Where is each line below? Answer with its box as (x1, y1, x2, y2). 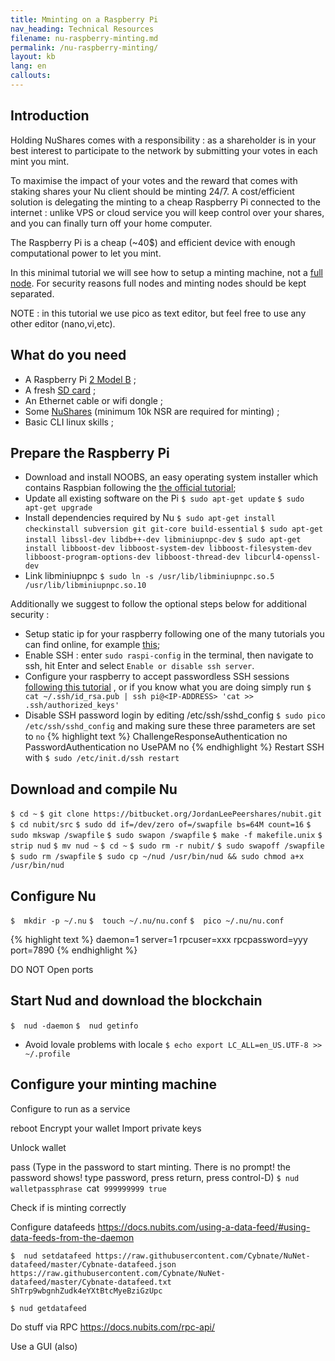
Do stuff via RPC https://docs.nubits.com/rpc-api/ (10, 1321, 215, 1333)
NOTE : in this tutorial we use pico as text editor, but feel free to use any (10, 307, 307, 319)
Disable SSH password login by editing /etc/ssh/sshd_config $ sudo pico (24, 709, 326, 721)
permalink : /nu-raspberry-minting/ (10, 42, 159, 53)
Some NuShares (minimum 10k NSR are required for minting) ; (24, 405, 280, 417)
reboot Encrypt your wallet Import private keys (10, 1122, 202, 1134)
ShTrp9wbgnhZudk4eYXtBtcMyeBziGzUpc (10, 1286, 163, 1296)
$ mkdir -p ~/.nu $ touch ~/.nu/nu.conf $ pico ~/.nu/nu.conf (10, 916, 285, 926)
